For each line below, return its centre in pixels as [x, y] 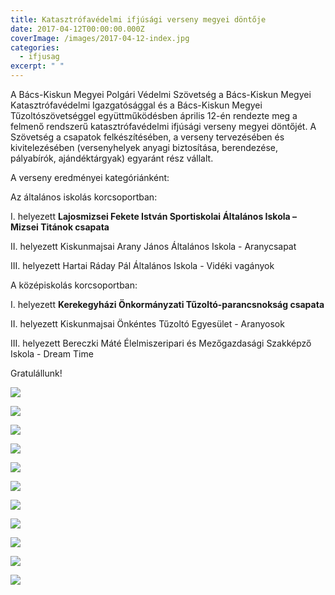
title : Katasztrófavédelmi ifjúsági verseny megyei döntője [138, 19]
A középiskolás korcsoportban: [74, 285]
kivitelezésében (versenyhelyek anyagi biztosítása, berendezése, [144, 147]
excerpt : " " [37, 66]
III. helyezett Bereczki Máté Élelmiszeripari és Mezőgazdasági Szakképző [161, 343]
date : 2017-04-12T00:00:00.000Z [77, 29]
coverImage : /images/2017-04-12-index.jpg [100, 38]
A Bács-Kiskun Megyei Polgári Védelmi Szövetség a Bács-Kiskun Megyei [161, 94]
